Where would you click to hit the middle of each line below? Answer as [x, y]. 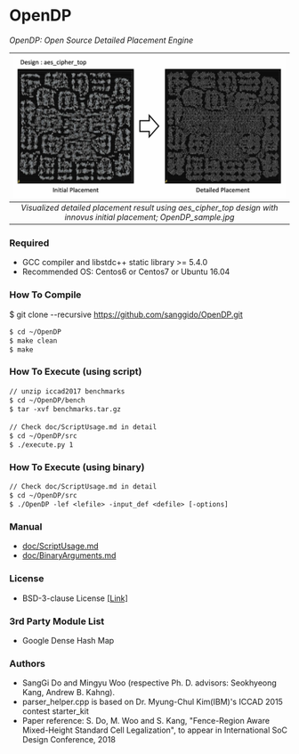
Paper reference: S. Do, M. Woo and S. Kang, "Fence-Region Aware [145, 721]
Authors [28, 663]
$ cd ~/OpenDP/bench [48, 400]
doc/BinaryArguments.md [69, 555]
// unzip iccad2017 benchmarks [67, 391]
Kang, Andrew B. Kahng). [69, 693]
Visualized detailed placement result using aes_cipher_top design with [149, 208]
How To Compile [45, 295]
